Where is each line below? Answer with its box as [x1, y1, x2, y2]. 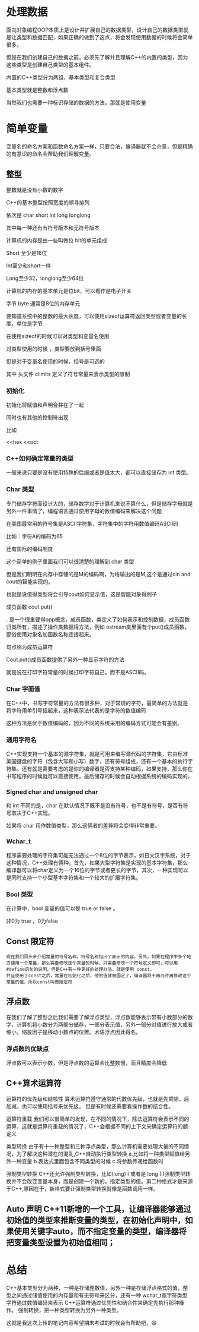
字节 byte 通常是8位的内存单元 [6, 299, 81, 307]
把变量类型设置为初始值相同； [6, 1238, 115, 1248]
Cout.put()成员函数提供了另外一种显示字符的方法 [6, 656, 125, 663]
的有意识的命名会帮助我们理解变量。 [6, 150, 95, 157]
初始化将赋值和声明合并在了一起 [6, 401, 84, 408]
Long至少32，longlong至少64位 [6, 274, 84, 282]
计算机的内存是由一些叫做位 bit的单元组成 [6, 236, 108, 244]
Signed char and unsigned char [6, 788, 98, 796]
